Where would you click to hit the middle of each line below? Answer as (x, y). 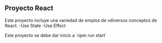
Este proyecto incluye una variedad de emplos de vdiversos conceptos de (81, 20)
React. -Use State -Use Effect (35, 25)
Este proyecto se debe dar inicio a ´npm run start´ (56, 35)
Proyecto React (29, 8)
